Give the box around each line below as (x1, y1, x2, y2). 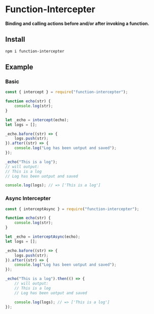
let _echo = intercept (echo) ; (5, 117, 69, 123)
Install (5, 35, 25, 44)
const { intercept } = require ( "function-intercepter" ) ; (5, 90, 128, 95)
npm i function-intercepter (5, 48, 65, 54)
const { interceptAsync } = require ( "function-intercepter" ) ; (5, 206, 139, 212)
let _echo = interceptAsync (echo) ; (5, 234, 81, 240)
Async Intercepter (5, 195, 51, 202)
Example (5, 63, 33, 72)
